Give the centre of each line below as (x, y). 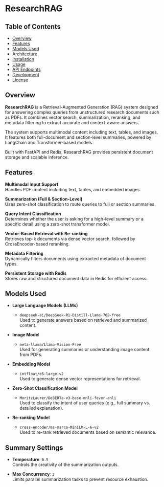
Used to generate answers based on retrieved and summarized (83, 320)
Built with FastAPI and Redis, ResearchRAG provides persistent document (79, 152)
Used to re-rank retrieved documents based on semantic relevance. (88, 432)
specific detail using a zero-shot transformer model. (58, 224)
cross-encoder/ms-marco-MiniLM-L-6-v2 (59, 428)
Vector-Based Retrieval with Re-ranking (47, 233)
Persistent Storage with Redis (36, 273)
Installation (23, 59)
